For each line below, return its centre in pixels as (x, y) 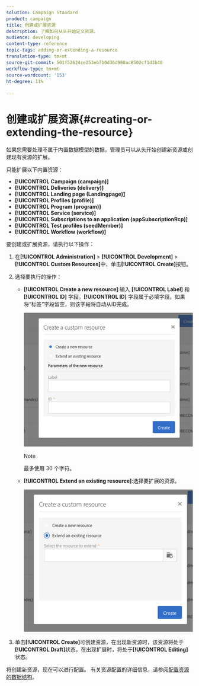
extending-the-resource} (70, 133)
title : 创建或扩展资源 (31, 25)
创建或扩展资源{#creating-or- (79, 119)
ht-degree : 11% (25, 81)
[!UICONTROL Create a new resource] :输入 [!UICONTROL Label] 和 (107, 289)
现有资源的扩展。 (32, 157)
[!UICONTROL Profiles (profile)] (54, 200)
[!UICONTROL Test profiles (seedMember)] (69, 226)
